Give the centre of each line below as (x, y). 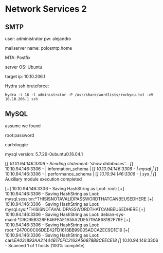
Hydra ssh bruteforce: (27, 86)
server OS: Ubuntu (24, 67)
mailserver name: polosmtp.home (39, 48)
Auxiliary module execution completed (44, 179)
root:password (19, 135)
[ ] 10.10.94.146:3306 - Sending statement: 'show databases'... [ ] (69, 163)
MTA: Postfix (18, 58)
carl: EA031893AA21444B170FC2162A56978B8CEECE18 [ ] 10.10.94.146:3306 (82, 240)
